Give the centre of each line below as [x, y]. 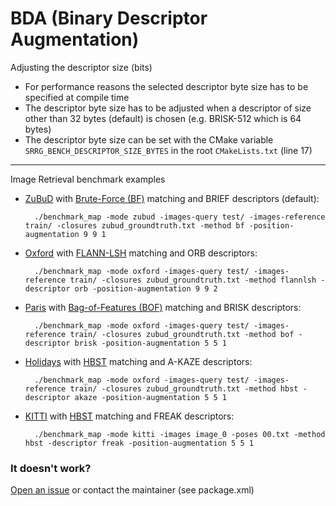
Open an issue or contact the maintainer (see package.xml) [132, 490]
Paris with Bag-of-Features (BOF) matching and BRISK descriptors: [163, 307]
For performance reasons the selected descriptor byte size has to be [166, 86]
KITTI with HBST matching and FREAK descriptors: [129, 416]
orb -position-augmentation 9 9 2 [146, 288]
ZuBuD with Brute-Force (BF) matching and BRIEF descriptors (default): [172, 198]
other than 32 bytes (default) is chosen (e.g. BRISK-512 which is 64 [163, 118]
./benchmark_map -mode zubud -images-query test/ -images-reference [180, 217]
